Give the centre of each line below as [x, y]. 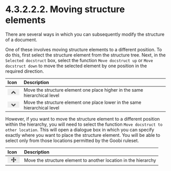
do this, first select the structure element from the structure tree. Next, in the [85, 55]
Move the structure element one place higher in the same [83, 90]
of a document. [21, 40]
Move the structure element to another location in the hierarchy [90, 160]
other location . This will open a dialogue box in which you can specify [80, 130]
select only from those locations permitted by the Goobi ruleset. [72, 140]
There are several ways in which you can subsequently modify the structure [85, 34]
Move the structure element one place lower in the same [82, 102]
